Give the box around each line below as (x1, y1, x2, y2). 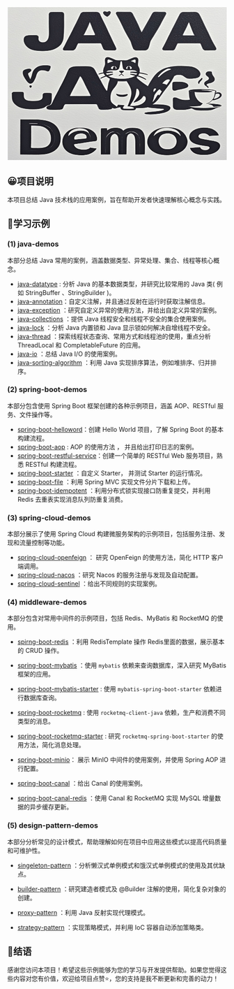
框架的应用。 (17, 670, 54, 679)
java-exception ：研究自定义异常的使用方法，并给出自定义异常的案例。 (17, 305, 221, 314)
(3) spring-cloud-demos (7, 513, 92, 523)
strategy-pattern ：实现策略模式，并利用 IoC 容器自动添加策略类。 (17, 923, 208, 932)
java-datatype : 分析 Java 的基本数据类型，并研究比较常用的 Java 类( (17, 280, 215, 288)
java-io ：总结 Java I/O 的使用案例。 (17, 349, 122, 358)
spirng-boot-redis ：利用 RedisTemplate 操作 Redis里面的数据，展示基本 (17, 637, 225, 646)
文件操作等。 (19, 410, 56, 419)
